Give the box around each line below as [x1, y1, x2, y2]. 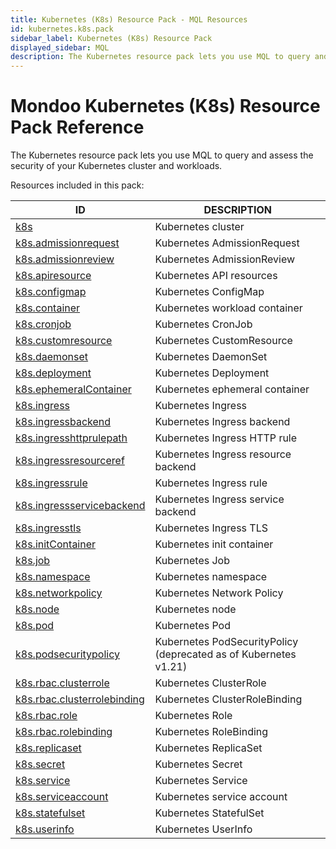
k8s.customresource [15, 334, 113, 348]
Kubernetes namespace [154, 570, 268, 584]
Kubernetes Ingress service [154, 492, 285, 506]
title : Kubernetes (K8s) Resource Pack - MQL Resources [10, 14, 248, 25]
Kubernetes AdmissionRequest [154, 236, 300, 250]
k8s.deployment [15, 366, 92, 380]
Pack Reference [10, 116, 145, 139]
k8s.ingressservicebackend [15, 499, 146, 513]
